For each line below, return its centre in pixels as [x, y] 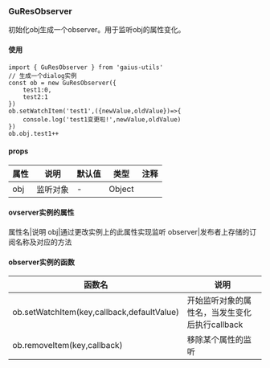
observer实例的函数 [41, 262]
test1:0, [37, 90]
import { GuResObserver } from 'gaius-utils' [86, 67]
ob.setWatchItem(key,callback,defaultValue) [96, 313]
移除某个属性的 [215, 340]
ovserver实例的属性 [41, 213]
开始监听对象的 [215, 301]
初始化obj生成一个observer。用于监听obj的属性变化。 [97, 30]
